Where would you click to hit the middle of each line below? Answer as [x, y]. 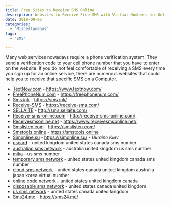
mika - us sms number [36, 154]
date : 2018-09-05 [24, 19]
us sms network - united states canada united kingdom [70, 191]
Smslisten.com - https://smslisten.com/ [54, 126]
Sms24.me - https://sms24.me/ [46, 197]
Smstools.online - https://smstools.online [56, 132]
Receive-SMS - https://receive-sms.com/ [56, 105]
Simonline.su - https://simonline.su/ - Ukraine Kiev [65, 137]
